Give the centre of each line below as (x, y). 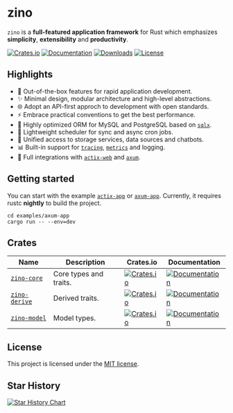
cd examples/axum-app (38, 216)
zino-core (27, 278)
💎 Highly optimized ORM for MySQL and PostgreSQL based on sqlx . (114, 124)
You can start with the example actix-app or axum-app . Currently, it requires (114, 195)
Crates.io (142, 263)
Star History (34, 386)
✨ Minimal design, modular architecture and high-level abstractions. (114, 98)
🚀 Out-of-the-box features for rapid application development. (105, 91)
